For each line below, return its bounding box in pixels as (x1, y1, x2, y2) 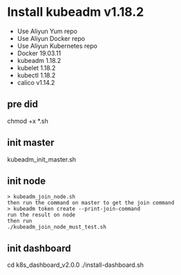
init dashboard (7, 243, 71, 254)
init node (7, 175, 46, 187)
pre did (7, 98, 38, 111)
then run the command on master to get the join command (7, 200, 175, 207)
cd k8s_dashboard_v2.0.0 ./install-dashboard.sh (7, 260, 144, 269)
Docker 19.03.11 (17, 49, 61, 57)
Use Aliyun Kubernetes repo (17, 41, 98, 50)
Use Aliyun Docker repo (17, 34, 85, 42)
